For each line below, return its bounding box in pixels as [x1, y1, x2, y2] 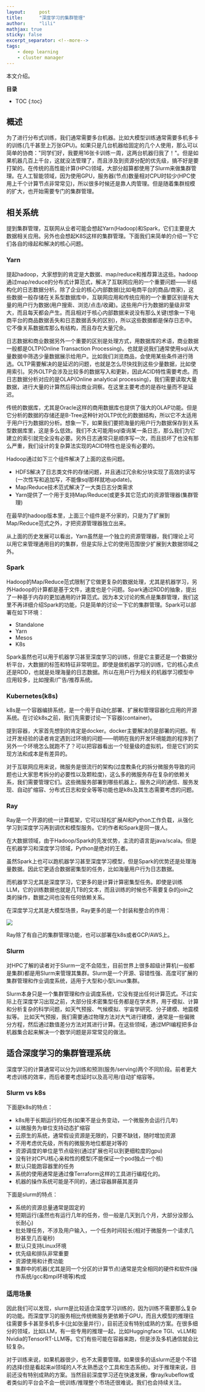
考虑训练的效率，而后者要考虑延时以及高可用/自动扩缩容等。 [6, 1073, 159, 1080]
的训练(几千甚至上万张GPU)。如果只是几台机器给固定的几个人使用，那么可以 [6, 142, 198, 149]
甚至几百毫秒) [20, 1234, 55, 1241]
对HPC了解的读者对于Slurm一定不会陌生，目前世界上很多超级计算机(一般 [6, 961, 190, 969]
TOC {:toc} [15, 97, 43, 105]
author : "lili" [6, 20, 56, 26]
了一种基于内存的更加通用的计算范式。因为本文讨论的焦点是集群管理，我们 [6, 593, 193, 600]
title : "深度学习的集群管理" [6, 15, 86, 21]
